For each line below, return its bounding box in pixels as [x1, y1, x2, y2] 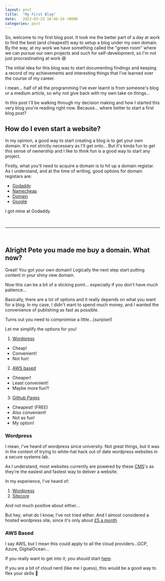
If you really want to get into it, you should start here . [5, 555, 112, 562]
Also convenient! [12, 410, 47, 415]
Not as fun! [12, 414, 35, 420]
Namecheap [12, 188, 37, 194]
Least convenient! [12, 380, 49, 386]
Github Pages [12, 395, 40, 401]
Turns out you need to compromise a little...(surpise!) [5, 316, 112, 322]
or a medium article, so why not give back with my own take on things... [5, 90, 150, 96]
